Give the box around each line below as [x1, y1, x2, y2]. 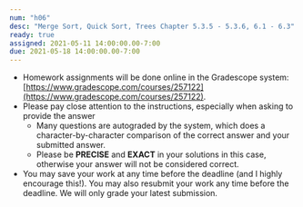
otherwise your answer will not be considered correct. [35, 159, 239, 170]
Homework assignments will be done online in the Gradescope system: [22, 72, 289, 83]
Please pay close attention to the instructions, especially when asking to [22, 101, 294, 112]
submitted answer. [35, 140, 106, 151]
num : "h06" [9, 13, 51, 23]
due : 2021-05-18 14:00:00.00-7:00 [9, 47, 141, 56]
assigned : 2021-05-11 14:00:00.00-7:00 [9, 38, 161, 48]
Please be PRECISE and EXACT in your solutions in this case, [35, 149, 267, 160]
